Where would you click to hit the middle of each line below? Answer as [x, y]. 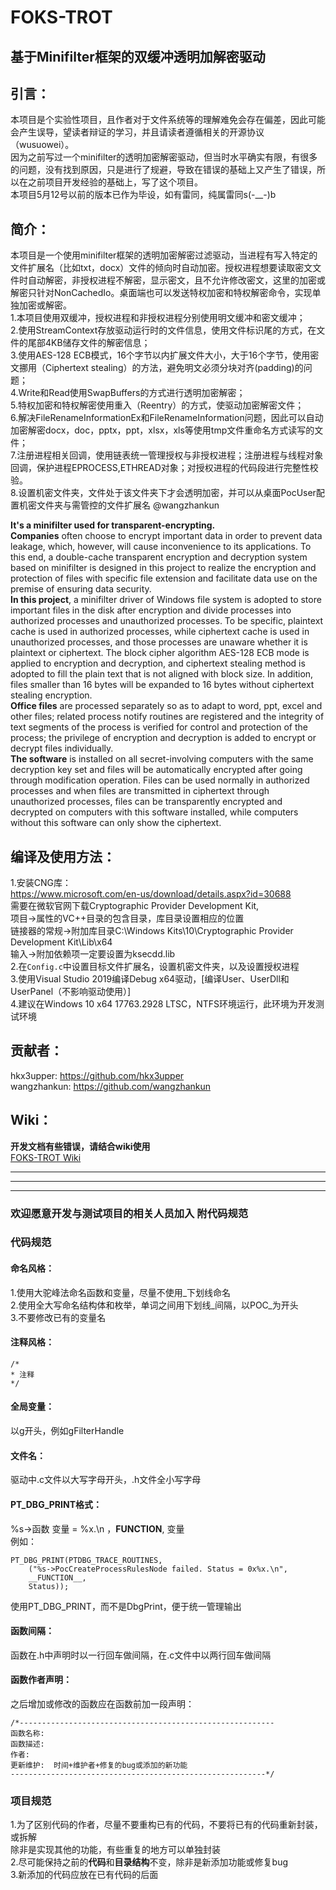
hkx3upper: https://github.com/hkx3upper [97, 1075]
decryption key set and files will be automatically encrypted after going [156, 770]
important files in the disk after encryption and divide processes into [151, 610]
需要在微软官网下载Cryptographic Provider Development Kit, [135, 906]
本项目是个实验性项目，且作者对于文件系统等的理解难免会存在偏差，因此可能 [168, 120]
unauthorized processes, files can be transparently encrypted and [146, 802]
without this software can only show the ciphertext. [116, 823]
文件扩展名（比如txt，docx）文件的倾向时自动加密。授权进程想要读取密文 [161, 268]
